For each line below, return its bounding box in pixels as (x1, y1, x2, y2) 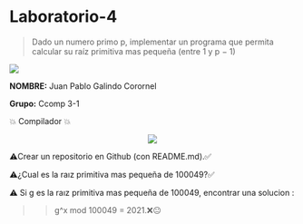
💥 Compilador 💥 (9, 115, 71, 126)
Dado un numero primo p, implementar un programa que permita (31, 36, 274, 47)
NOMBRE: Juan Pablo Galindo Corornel (9, 80, 157, 92)
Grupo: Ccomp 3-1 (9, 98, 80, 109)
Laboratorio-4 (9, 6, 118, 27)
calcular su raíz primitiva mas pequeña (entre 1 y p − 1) (31, 45, 236, 56)
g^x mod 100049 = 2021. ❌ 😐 (54, 204, 161, 215)
